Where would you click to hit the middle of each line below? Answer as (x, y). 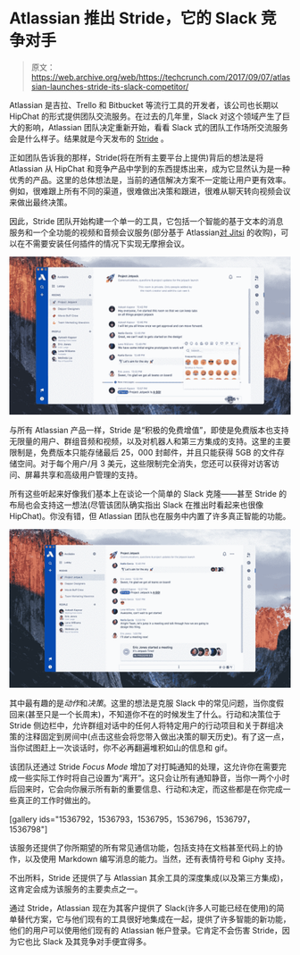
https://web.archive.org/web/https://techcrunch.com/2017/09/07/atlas (161, 77)
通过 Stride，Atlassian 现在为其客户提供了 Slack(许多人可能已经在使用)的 (143, 908)
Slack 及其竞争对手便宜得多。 (97, 941)
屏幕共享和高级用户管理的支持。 (83, 475)
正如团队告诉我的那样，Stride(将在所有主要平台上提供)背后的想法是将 (137, 157)
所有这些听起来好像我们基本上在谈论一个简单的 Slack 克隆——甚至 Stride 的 (148, 494)
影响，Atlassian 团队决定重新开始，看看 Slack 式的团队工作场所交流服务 (156, 127)
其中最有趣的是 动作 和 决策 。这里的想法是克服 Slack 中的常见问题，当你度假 (146, 703)
